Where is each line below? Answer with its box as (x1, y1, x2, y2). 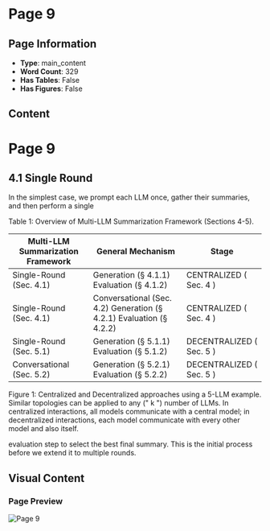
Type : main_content (19, 58, 87, 68)
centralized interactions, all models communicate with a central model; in (8, 407, 251, 417)
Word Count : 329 (19, 67, 79, 76)
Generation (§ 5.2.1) (92, 359, 170, 370)
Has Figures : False (19, 84, 83, 93)
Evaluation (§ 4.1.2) (92, 279, 168, 290)
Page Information (8, 37, 97, 51)
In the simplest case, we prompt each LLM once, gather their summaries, (8, 192, 251, 202)
